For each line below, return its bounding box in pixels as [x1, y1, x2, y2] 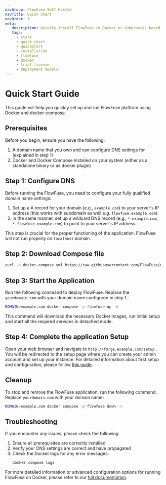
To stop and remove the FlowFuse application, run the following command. [5, 389, 157, 395]
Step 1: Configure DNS [5, 177, 75, 185]
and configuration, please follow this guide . [5, 362, 93, 367]
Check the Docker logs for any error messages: [12, 450, 109, 457]
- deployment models [16, 67, 58, 72]
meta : [5, 21, 16, 26]
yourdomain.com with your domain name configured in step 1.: [5, 295, 129, 301]
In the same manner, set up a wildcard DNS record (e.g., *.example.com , [12, 215, 158, 221]
